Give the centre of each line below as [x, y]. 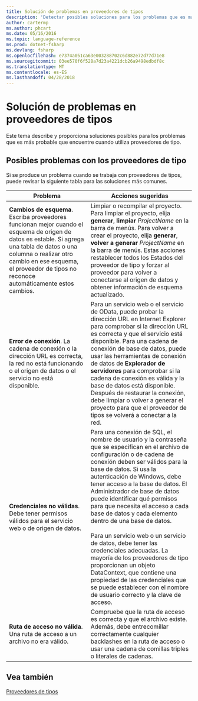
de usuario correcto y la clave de [136, 595]
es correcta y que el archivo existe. [139, 619]
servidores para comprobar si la [136, 370]
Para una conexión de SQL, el [131, 432]
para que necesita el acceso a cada [140, 506]
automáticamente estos [42, 283]
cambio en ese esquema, [44, 261]
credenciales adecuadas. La [129, 550]
